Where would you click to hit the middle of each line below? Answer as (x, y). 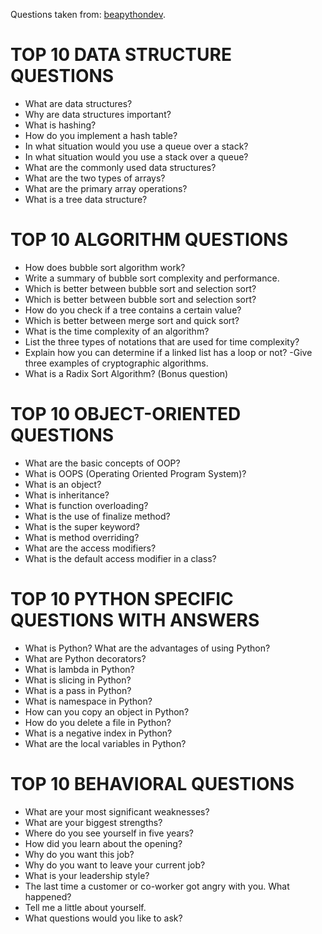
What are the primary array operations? (106, 188)
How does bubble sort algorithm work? (105, 267)
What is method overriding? (82, 537)
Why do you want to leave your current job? (115, 865)
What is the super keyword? (82, 526)
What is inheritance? (67, 495)
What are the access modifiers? (90, 548)
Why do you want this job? (79, 854)
